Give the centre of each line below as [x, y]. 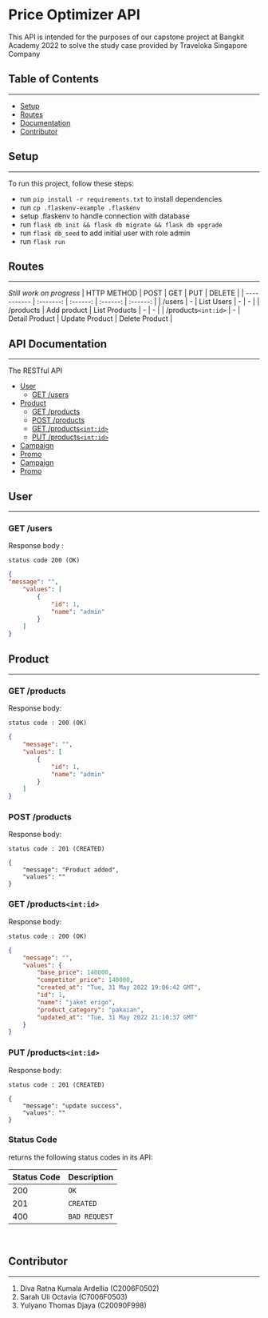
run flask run [42, 241]
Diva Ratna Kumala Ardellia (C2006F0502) [89, 1288]
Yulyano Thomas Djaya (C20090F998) [83, 1305]
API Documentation [58, 344]
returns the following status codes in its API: [81, 1157]
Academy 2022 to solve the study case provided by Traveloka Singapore [128, 45]
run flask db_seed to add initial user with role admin [105, 233]
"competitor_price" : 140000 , [85, 980]
